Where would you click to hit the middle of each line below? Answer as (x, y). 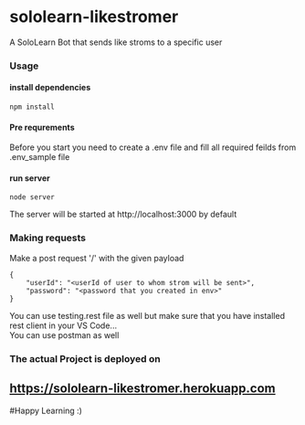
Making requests (48, 238)
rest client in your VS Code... (63, 325)
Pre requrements (42, 127)
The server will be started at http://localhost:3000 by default (123, 214)
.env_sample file (40, 157)
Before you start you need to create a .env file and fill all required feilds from (153, 147)
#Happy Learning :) (46, 410)
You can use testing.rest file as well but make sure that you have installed (147, 315)
